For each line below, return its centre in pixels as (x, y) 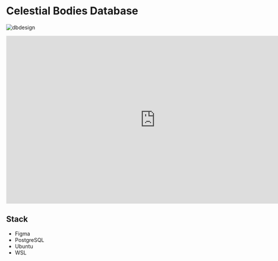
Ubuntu (24, 246)
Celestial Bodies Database (72, 11)
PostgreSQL (29, 240)
